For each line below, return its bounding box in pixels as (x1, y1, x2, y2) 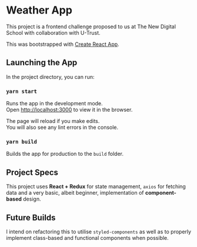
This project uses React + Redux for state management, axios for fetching (6, 183, 186, 190)
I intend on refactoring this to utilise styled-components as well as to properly (6, 228, 192, 235)
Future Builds (6, 212, 56, 222)
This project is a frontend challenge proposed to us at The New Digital (6, 23, 176, 30)
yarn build (6, 138, 37, 145)
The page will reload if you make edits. (6, 118, 100, 125)
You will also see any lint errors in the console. (6, 124, 119, 131)
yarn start (6, 88, 37, 95)
